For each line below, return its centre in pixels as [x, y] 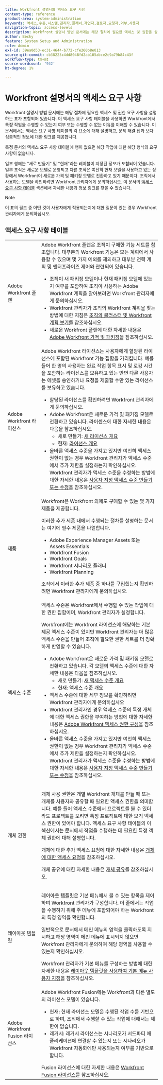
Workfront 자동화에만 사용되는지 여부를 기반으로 [101, 1048]
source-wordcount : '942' [30, 64]
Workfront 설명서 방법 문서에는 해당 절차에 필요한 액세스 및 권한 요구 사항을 [76, 112]
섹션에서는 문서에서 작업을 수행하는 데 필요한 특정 [94, 830]
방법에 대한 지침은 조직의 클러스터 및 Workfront [100, 315]
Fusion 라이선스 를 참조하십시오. [75, 1075]
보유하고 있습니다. [66, 387]
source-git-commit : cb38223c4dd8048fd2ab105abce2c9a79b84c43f [69, 55]
